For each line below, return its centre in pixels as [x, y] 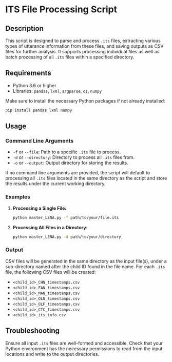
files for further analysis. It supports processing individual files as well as [82, 52]
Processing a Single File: [40, 208]
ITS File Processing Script [61, 9]
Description [24, 28]
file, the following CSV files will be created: [51, 272]
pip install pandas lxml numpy [39, 110]
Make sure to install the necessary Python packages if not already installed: [85, 100]
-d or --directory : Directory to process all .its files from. [74, 157]
